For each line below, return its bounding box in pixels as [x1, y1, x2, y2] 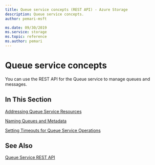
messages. [5, 81, 27, 87]
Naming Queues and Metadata [5, 118, 67, 124]
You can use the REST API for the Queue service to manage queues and [5, 76, 151, 82]
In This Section [5, 95, 52, 104]
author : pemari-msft [5, 16, 47, 21]
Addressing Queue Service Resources [5, 108, 82, 114]
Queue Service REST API [5, 155, 55, 161]
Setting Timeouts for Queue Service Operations [5, 127, 101, 133]
